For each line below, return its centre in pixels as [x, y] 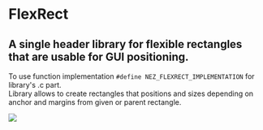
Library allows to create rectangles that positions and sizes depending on [131, 93]
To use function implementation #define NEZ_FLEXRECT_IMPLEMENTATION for [131, 76]
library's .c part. [35, 85]
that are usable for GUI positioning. [99, 56]
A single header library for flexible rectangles [125, 44]
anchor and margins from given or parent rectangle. [95, 102]
